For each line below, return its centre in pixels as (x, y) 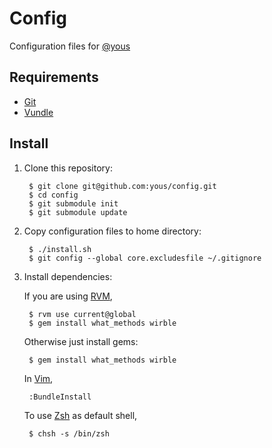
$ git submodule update (78, 212)
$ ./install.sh (60, 249)
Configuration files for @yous (70, 46)
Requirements (54, 77)
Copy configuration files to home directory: (112, 231)
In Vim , (38, 378)
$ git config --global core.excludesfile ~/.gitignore (145, 258)
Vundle (38, 112)
